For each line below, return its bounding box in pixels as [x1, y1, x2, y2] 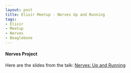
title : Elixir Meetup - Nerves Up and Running [5, 12, 105, 17]
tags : [5, 17, 17, 22]
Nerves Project [5, 51, 38, 57]
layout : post [5, 7, 33, 13]
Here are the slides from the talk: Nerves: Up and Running [5, 62, 126, 68]
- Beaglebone [5, 36, 33, 41]
